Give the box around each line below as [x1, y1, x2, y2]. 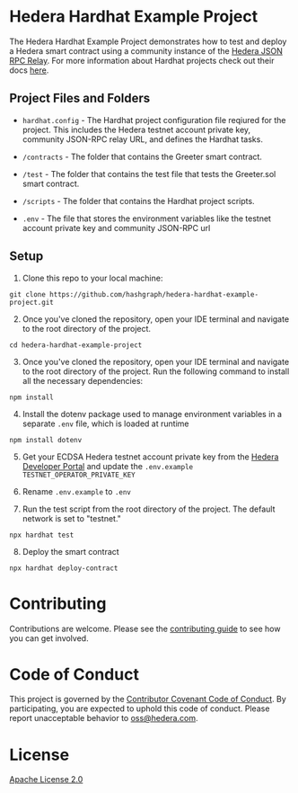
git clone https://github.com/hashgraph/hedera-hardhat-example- [9, 290, 259, 298]
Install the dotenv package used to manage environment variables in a [22, 408, 283, 419]
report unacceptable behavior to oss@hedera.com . [9, 713, 198, 724]
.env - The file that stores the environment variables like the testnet [22, 213, 272, 224]
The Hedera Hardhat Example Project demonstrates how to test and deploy [9, 36, 287, 47]
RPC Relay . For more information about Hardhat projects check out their [9, 55, 275, 66]
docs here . [9, 65, 49, 76]
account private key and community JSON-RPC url [22, 222, 211, 233]
